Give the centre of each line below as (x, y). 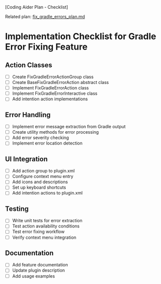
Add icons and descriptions (40, 182)
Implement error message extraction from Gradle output (69, 127)
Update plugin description (39, 270)
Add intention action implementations (50, 99)
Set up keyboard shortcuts (39, 187)
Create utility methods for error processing (55, 132)
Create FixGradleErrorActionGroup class (53, 77)
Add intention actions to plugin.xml (47, 193)
